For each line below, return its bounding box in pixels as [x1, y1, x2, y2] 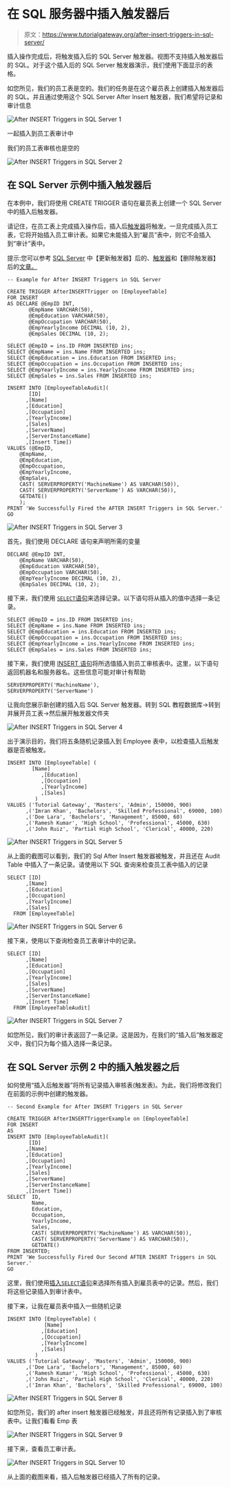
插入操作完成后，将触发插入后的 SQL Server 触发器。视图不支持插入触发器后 [7, 52, 224, 61]
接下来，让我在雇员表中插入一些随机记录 [7, 1301, 122, 1310]
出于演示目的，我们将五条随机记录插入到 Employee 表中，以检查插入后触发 [7, 737, 219, 745]
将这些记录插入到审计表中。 [7, 1287, 86, 1295]
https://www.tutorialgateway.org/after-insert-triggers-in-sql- [42, 30, 214, 39]
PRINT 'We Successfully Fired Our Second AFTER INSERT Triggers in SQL [7, 1253, 217, 1261]
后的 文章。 [7, 262, 38, 270]
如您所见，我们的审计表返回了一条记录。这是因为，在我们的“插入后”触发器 [7, 1030, 218, 1039]
